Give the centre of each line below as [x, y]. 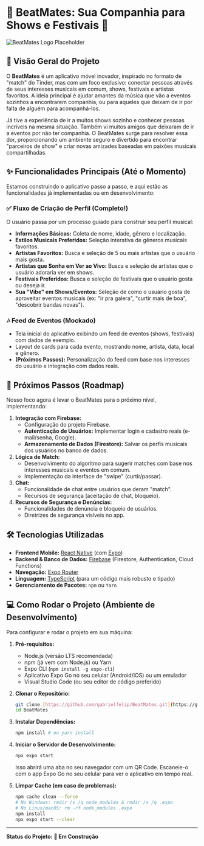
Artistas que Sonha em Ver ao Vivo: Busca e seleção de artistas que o [104, 266]
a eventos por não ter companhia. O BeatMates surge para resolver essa [97, 133]
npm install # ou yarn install [55, 733]
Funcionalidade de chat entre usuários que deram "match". [98, 489]
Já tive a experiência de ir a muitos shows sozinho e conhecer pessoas [96, 120]
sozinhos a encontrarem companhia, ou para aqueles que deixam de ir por [100, 102]
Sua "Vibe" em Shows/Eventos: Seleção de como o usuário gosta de [103, 292]
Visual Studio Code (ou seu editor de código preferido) [93, 682]
